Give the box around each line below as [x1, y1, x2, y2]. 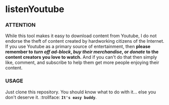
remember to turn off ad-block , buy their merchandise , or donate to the [5, 49, 159, 55]
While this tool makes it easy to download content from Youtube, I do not [5, 33, 157, 39]
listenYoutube [5, 4, 65, 15]
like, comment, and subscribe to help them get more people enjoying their [5, 59, 159, 66]
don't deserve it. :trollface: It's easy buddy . [5, 94, 97, 100]
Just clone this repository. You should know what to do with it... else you [5, 89, 156, 95]
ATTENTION [5, 22, 36, 29]
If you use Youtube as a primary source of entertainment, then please [5, 44, 151, 50]
